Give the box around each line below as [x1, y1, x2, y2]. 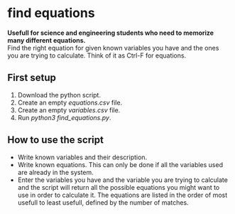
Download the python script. [17, 90, 102, 99]
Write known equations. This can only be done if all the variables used [17, 160, 224, 168]
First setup [7, 72, 57, 84]
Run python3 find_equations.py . [17, 113, 111, 122]
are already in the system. [17, 168, 94, 176]
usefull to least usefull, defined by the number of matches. [17, 198, 190, 207]
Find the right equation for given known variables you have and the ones [7, 43, 219, 52]
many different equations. [7, 36, 86, 44]
